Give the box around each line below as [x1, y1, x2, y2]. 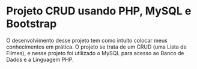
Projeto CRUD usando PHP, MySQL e [6, 4, 192, 18]
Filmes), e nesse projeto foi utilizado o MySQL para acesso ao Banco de [6, 49, 184, 56]
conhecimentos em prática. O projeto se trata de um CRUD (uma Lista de [6, 43, 187, 50]
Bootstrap [6, 17, 57, 31]
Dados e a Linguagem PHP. [6, 56, 74, 63]
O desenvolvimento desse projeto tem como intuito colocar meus [6, 37, 168, 44]
